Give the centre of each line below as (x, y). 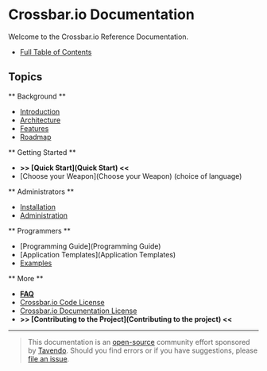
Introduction (40, 111)
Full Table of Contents (56, 52)
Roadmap (35, 137)
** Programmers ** (40, 230)
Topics (25, 77)
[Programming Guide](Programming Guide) (90, 246)
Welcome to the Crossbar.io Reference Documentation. (99, 37)
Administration (44, 215)
